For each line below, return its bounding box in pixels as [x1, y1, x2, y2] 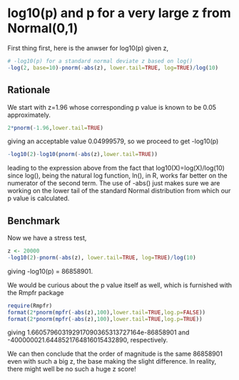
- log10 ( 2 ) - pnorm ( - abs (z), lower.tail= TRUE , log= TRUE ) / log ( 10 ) [7, 254, 196, 261]
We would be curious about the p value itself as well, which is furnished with [7, 280, 233, 289]
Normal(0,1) [7, 20, 78, 36]
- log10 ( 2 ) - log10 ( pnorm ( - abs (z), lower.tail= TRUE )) [7, 151, 158, 158]
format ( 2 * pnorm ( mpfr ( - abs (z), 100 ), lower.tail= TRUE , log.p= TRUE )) [7, 315, 203, 322]
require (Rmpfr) [7, 302, 53, 309]
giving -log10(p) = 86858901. [7, 267, 93, 275]
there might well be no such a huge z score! [7, 365, 137, 374]
